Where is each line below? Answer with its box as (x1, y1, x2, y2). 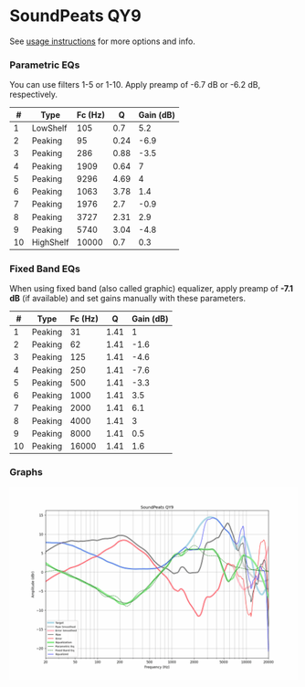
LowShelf (31, 122, 68, 133)
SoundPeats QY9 (9, 5, 142, 26)
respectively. (9, 89, 58, 100)
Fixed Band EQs (9, 262, 80, 275)
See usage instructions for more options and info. (9, 36, 196, 47)
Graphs (9, 466, 43, 479)
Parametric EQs (9, 58, 80, 71)
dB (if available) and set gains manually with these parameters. (9, 293, 247, 304)
